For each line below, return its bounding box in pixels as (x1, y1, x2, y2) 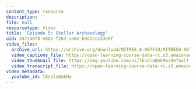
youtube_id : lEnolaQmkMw (11, 74, 72, 80)
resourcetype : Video (6, 25, 57, 31)
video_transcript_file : (11, 63, 69, 69)
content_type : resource (6, 8, 64, 15)
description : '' (6, 14, 45, 20)
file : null (6, 19, 33, 25)
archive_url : (11, 47, 43, 53)
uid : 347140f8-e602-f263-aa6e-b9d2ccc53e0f (6, 36, 114, 42)
